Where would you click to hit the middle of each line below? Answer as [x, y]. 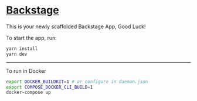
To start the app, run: [31, 38]
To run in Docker [26, 70]
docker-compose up [28, 92]
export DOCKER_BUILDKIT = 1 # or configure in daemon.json [77, 82]
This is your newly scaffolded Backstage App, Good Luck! [76, 26]
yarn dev [17, 54]
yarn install [22, 48]
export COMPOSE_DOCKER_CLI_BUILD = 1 [50, 87]
